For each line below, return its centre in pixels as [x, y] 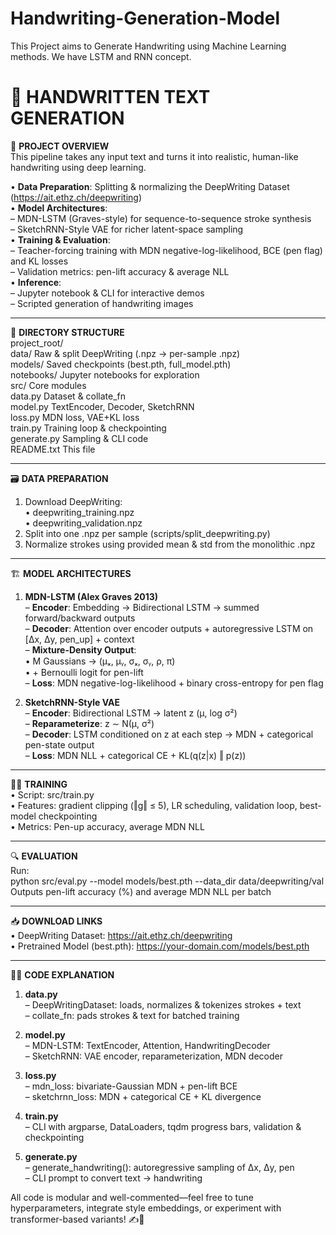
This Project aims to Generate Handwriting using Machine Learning [148, 46]
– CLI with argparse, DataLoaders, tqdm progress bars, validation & [163, 1126]
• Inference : [36, 282]
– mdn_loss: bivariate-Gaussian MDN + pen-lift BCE [131, 1086]
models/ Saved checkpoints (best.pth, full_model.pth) [121, 364]
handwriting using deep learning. [78, 167]
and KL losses [39, 261]
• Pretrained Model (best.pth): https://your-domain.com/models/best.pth [160, 946]
